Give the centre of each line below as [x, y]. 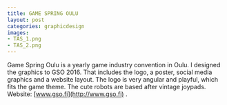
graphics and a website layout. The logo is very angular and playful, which [113, 79]
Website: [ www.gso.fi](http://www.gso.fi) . [67, 94]
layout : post [26, 20]
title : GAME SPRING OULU [43, 13]
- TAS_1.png [24, 39]
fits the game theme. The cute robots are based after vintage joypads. [107, 87]
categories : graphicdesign [46, 26]
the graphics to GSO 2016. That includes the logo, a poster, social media [110, 72]
